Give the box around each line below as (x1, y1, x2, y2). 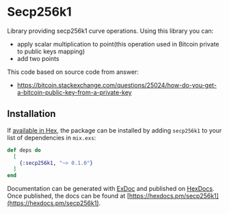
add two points (16, 54, 59, 62)
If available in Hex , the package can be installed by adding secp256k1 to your (7, 126, 222, 134)
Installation (7, 108, 56, 120)
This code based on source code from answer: (7, 68, 139, 76)
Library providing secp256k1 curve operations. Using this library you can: (7, 27, 214, 35)
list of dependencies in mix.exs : (7, 133, 96, 142)
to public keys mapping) (16, 47, 85, 55)
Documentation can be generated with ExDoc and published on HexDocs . (7, 185, 215, 193)
